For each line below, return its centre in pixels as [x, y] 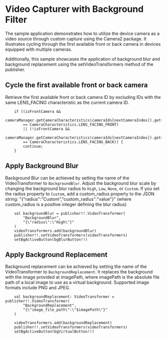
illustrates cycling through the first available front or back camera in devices [83, 44]
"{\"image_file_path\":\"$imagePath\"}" [65, 310]
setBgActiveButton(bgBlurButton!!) [51, 240]
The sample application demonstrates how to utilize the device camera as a [83, 33]
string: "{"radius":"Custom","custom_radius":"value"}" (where [68, 199]
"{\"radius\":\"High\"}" [49, 222]
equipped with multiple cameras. [39, 49]
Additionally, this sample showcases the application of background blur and [83, 59]
